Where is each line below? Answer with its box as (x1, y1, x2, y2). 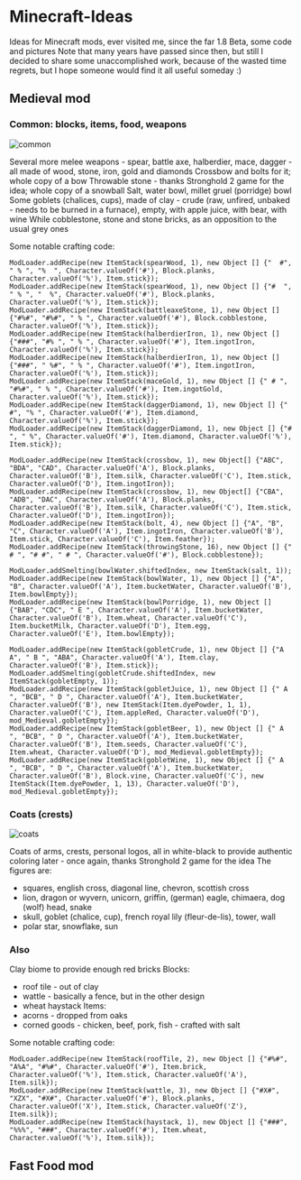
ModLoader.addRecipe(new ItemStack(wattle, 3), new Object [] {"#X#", (9, 1086, 280, 1095)
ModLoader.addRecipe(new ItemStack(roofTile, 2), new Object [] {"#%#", (9, 1055, 288, 1064)
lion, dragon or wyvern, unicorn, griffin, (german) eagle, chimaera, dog (22, 891, 286, 903)
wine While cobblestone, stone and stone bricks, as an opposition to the (9, 214, 278, 225)
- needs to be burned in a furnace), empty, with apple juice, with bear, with (9, 204, 287, 215)
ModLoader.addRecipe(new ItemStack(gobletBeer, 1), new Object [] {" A (9, 724, 284, 733)
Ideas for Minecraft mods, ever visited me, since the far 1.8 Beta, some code (9, 36, 293, 47)
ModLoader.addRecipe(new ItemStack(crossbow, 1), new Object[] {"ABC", (9, 456, 284, 465)
